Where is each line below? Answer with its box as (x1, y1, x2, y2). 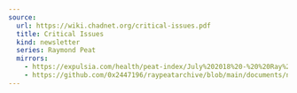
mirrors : (16, 54, 49, 63)
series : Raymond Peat (16, 46, 97, 55)
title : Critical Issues (16, 29, 104, 38)
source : (8, 12, 37, 22)
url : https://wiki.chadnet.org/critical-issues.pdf (16, 21, 212, 30)
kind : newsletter (16, 37, 81, 47)
